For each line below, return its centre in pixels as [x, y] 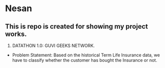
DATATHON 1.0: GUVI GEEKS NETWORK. [53, 46]
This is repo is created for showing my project [77, 26]
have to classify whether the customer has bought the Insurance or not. [84, 60]
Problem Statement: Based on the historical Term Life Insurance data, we [86, 55]
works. [16, 34]
